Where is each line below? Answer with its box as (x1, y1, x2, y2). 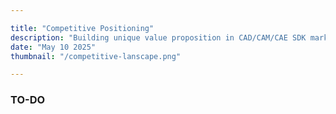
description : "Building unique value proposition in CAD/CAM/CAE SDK (10, 32, 307, 43)
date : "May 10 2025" (10, 42, 97, 52)
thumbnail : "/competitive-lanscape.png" (10, 51, 182, 61)
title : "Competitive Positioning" (10, 23, 155, 33)
